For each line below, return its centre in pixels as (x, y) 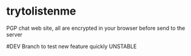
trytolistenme (41, 11)
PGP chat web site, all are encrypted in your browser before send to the (96, 28)
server (15, 34)
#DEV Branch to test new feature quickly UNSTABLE (72, 46)
